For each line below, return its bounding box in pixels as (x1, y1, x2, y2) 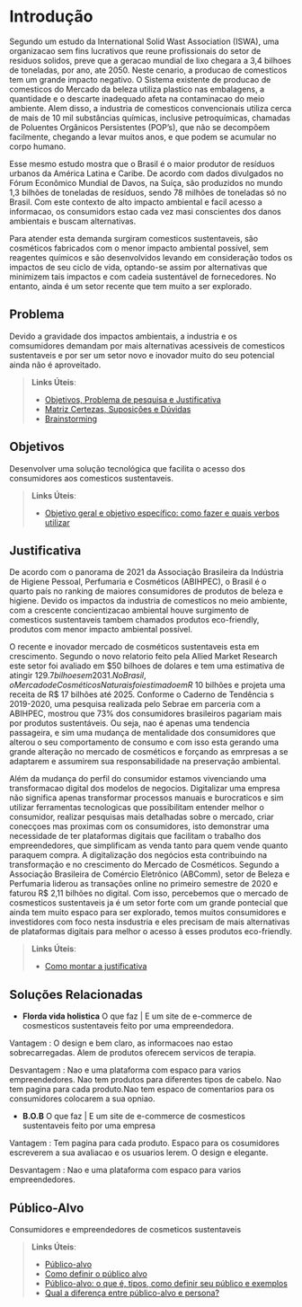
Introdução (9, 6, 93, 27)
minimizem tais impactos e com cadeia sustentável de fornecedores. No (9, 271, 277, 282)
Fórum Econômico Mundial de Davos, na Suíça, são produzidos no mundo (9, 177, 283, 188)
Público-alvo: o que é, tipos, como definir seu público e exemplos (44, 1278, 288, 1288)
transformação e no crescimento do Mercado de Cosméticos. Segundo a (9, 860, 280, 870)
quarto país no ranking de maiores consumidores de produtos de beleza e (9, 586, 283, 596)
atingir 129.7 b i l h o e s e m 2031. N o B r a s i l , (9, 670, 147, 681)
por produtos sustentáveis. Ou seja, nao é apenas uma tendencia (9, 718, 250, 729)
